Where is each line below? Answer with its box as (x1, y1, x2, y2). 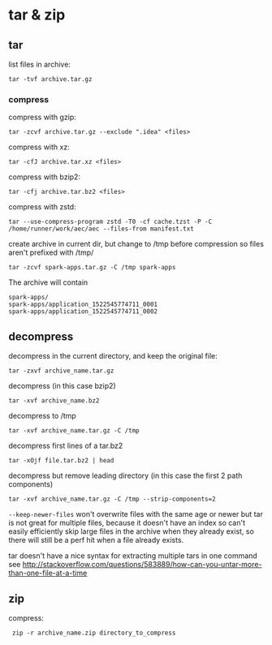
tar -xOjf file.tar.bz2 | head (8, 457, 114, 465)
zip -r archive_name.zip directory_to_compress (11, 629, 176, 637)
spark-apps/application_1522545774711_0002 (8, 307, 158, 316)
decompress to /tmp (8, 411, 77, 421)
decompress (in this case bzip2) (8, 381, 116, 391)
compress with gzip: (8, 112, 77, 123)
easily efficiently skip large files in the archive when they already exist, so (8, 527, 254, 536)
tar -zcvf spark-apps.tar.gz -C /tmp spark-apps (8, 264, 176, 272)
